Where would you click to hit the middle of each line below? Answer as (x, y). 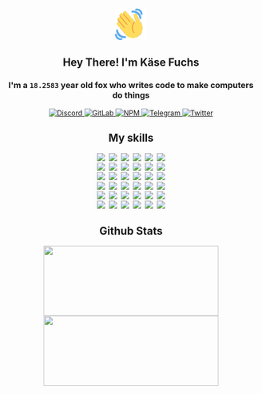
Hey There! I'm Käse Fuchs (131, 63)
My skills (131, 138)
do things (131, 95)
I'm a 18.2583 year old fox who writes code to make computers (131, 86)
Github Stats (131, 231)
